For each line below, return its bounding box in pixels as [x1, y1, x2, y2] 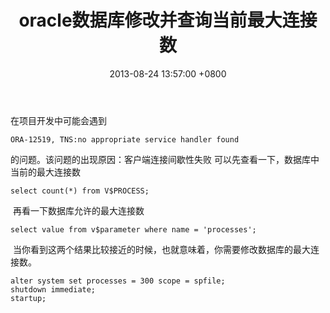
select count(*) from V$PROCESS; [10, 186, 150, 196]
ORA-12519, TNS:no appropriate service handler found [10, 134, 240, 145]
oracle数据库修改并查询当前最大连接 [18, 9, 318, 32]
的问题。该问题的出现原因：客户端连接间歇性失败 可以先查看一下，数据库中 [10, 153, 320, 165]
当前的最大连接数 [10, 166, 81, 178]
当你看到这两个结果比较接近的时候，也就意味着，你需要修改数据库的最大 [12, 243, 311, 255]
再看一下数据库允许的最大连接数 [12, 204, 145, 216]
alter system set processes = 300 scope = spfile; [10, 276, 226, 286]
